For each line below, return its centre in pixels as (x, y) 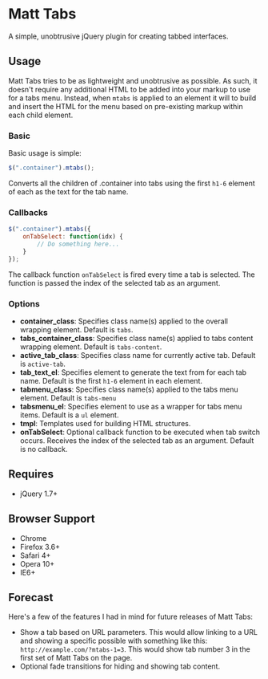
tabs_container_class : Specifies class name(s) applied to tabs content (136, 338)
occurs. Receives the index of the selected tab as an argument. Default (137, 440)
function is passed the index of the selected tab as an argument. (114, 283)
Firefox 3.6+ (40, 547)
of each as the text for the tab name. (68, 191)
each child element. (41, 115)
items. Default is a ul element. (69, 415)
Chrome (33, 538)
